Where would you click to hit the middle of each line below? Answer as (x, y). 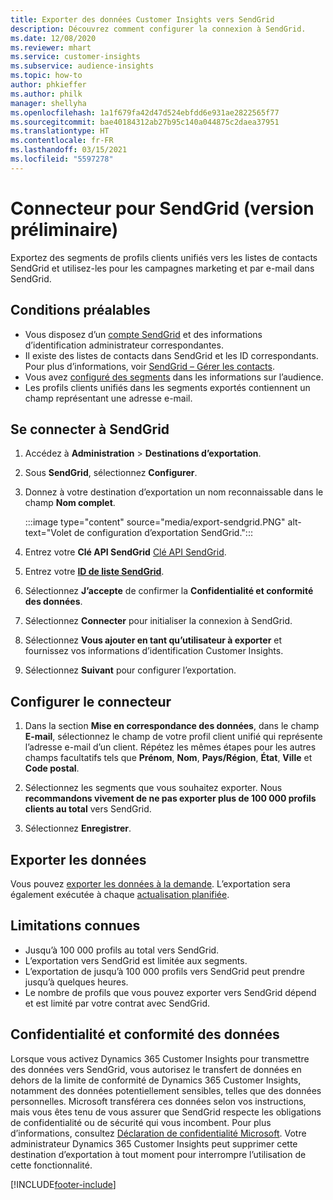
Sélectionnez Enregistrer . (78, 828)
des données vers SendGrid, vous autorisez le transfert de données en (156, 1069)
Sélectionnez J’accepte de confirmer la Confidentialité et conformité (169, 591)
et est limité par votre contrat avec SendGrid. (117, 1003)
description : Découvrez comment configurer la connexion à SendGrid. (158, 29)
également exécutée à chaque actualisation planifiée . (120, 894)
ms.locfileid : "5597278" (62, 159)
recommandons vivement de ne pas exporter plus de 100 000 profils (170, 798)
